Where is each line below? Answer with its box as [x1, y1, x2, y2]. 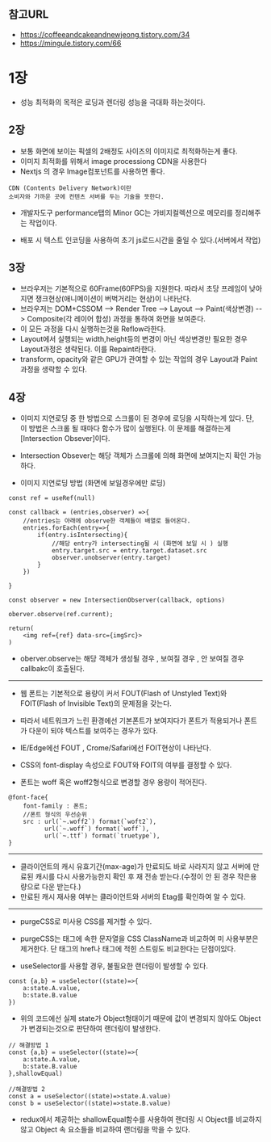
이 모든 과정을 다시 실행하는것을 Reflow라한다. [19, 324, 166, 334]
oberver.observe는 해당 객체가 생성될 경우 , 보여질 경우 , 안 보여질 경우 [19, 653, 244, 664]
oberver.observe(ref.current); [8, 611, 114, 619]
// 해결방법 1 [8, 1041, 49, 1050]
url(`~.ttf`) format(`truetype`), [44, 832, 161, 840]
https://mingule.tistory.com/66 [19, 38, 122, 48]
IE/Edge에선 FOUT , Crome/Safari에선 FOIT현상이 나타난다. [19, 743, 211, 753]
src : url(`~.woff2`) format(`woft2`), [23, 818, 157, 826]
